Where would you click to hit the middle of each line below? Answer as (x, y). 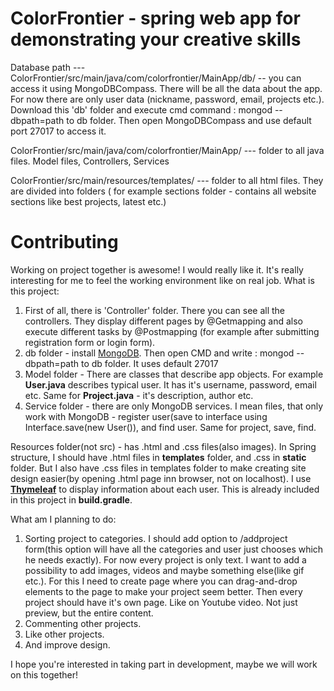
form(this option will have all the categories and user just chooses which (174, 549)
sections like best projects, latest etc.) (88, 201)
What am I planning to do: (63, 519)
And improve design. (67, 644)
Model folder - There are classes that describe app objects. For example (174, 374)
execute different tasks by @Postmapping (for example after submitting (172, 331)
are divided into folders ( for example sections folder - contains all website (163, 191)
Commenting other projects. (83, 623)
